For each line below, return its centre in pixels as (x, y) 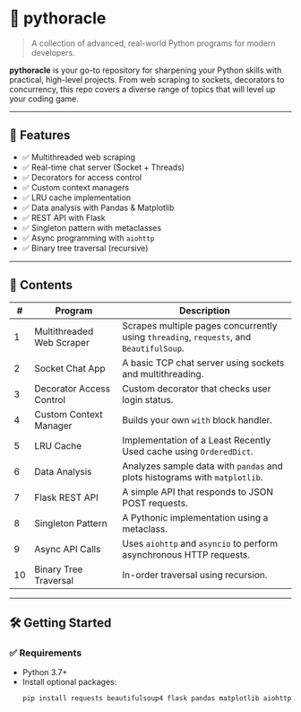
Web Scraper (62, 342)
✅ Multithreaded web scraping (79, 157)
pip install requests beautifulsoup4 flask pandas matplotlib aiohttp (157, 699)
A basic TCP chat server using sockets (203, 363)
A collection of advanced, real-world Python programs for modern (153, 43)
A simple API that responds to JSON (198, 491)
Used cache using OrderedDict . (188, 451)
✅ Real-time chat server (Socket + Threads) (103, 167)
